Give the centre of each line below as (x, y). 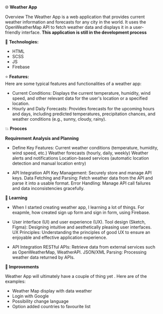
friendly (13, 32)
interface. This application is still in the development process (84, 32)
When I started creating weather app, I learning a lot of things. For (78, 207)
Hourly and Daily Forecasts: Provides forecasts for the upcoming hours (83, 109)
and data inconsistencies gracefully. (48, 188)
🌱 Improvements (22, 267)
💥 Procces (16, 128)
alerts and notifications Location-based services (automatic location (81, 158)
